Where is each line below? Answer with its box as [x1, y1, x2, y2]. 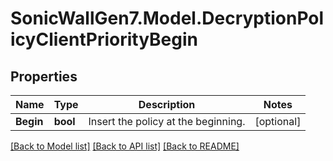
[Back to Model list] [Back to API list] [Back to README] [10, 140, 240, 152]
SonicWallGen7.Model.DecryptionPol [10, 7, 325, 30]
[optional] [254, 115, 302, 128]
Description [138, 98, 196, 111]
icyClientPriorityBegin [10, 28, 198, 51]
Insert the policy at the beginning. [88, 115, 246, 128]
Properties [10, 68, 78, 85]
